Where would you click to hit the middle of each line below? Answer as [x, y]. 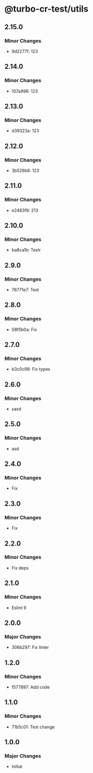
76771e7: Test [25, 290]
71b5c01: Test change [33, 727]
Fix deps [20, 568]
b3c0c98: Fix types [31, 369]
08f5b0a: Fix [24, 329]
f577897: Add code [31, 687]
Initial [17, 767]
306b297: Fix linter [30, 647]
